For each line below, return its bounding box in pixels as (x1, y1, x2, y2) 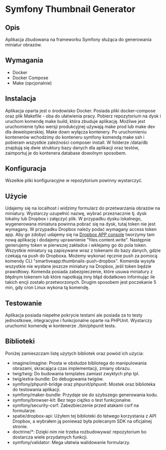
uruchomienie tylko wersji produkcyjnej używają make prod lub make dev (5, 123, 156, 129)
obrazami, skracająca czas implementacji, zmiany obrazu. (12, 365, 131, 371)
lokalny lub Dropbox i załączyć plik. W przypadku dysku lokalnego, (5, 216, 142, 222)
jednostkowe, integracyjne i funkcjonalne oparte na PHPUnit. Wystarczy (5, 318, 153, 324)
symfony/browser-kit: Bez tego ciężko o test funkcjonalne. (12, 397, 132, 403)
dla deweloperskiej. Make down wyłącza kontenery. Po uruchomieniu (5, 128, 147, 135)
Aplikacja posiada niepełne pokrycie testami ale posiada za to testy (5, 312, 143, 318)
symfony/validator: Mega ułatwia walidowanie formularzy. (12, 439, 131, 445)
